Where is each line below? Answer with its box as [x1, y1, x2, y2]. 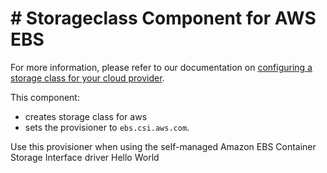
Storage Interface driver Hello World [10, 151, 160, 163]
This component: [10, 91, 80, 103]
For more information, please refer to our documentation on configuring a [10, 61, 313, 73]
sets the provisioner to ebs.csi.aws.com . [24, 121, 190, 133]
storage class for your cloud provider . [10, 72, 165, 84]
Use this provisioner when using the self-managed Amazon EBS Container [10, 140, 317, 152]
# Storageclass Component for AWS [10, 7, 317, 30]
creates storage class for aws [24, 110, 148, 122]
